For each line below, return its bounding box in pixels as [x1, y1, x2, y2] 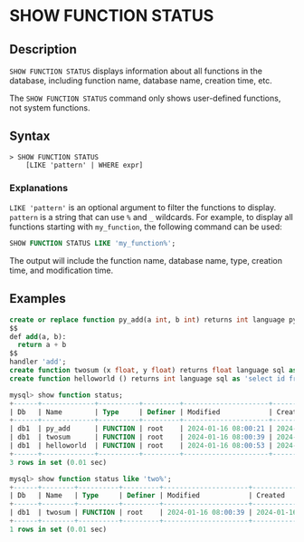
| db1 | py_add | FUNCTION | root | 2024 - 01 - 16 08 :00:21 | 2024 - [9, 424, 298, 433]
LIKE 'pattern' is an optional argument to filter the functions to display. [9, 202, 277, 213]
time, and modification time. [9, 265, 114, 276]
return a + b [17, 341, 67, 350]
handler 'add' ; [9, 357, 67, 367]
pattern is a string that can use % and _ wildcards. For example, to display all [9, 212, 294, 223]
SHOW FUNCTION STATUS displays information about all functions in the [9, 65, 262, 76]
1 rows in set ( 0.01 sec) [9, 525, 107, 534]
